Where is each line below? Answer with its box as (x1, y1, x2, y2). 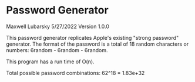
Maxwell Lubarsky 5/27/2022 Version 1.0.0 (6, 23, 110, 30)
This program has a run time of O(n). (6, 58, 95, 65)
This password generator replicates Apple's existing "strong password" (6, 34, 179, 41)
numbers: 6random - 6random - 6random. (6, 46, 108, 53)
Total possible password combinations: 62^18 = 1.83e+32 (6, 69, 145, 76)
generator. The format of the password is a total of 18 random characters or (6, 40, 189, 47)
